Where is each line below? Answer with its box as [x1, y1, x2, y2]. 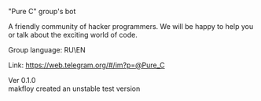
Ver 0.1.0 [8, 76, 36, 85]
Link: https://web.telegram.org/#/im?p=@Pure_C [8, 60, 165, 70]
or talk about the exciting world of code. [8, 31, 138, 39]
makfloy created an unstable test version [8, 84, 141, 93]
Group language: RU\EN [8, 45, 86, 54]
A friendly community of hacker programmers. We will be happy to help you [8, 22, 254, 31]
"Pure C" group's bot [8, 7, 76, 16]
